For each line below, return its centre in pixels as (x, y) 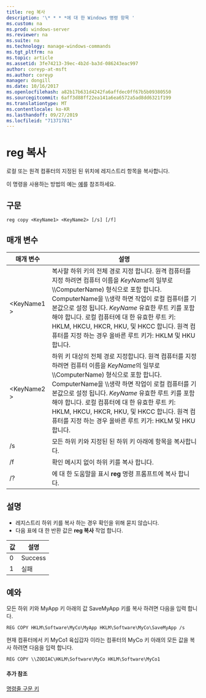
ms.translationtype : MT (37, 103)
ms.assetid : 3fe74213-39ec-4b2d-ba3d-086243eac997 (72, 63)
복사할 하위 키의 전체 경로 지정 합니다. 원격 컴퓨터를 (121, 271)
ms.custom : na (25, 23)
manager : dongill (29, 80)
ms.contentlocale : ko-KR (38, 109)
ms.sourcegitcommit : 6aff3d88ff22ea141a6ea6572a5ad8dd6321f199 (89, 98)
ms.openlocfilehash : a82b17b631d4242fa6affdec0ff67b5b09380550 (89, 92)
